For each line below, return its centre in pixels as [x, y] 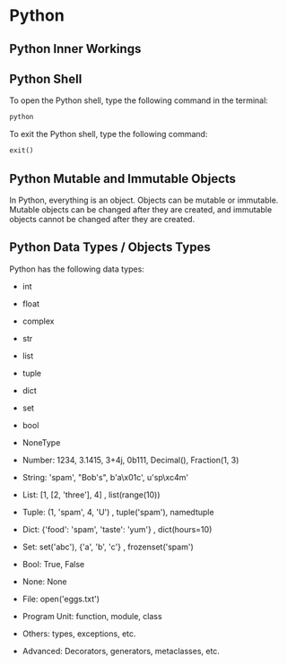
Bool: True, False [53, 564]
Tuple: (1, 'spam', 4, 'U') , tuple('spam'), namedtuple [118, 512]
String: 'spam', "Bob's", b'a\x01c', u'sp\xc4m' [105, 477]
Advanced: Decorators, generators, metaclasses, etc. [121, 651]
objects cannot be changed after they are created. [102, 219]
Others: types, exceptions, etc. [79, 634]
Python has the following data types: [77, 269]
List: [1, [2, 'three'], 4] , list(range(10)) [91, 495]
